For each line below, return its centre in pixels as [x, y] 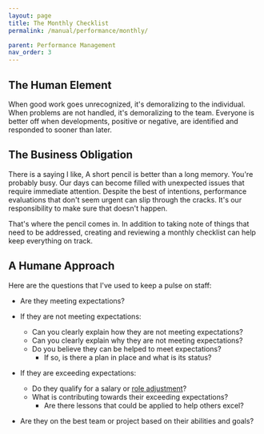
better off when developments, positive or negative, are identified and [123, 121]
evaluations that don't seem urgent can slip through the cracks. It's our [125, 199]
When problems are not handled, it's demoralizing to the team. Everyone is [131, 112]
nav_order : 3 [30, 53]
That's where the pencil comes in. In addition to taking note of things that [129, 223]
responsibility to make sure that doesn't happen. [88, 208]
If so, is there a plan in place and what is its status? [128, 357]
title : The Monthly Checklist [59, 23]
